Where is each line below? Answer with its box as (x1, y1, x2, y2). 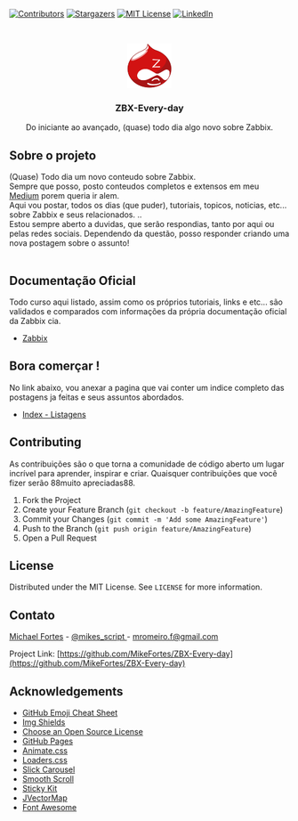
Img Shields (21, 717, 66, 728)
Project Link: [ (9, 648, 60, 659)
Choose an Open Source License (21, 726, 144, 736)
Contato (9, 607, 55, 622)
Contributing (9, 435, 82, 450)
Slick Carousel (21, 764, 76, 775)
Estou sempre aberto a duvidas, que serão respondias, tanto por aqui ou (9, 219, 275, 230)
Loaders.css (21, 754, 68, 765)
